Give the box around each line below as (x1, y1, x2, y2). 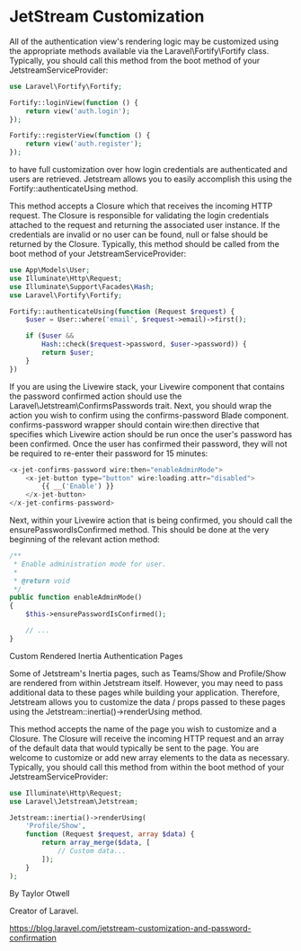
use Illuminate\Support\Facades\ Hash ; (9, 282, 155, 291)
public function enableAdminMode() (9, 593, 143, 603)
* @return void (13, 577, 70, 586)
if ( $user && (25, 331, 75, 340)
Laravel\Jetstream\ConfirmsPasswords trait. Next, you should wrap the (9, 400, 272, 410)
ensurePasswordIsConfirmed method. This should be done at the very (9, 524, 270, 535)
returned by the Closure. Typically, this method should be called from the (9, 239, 280, 250)
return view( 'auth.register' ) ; (25, 139, 143, 149)
